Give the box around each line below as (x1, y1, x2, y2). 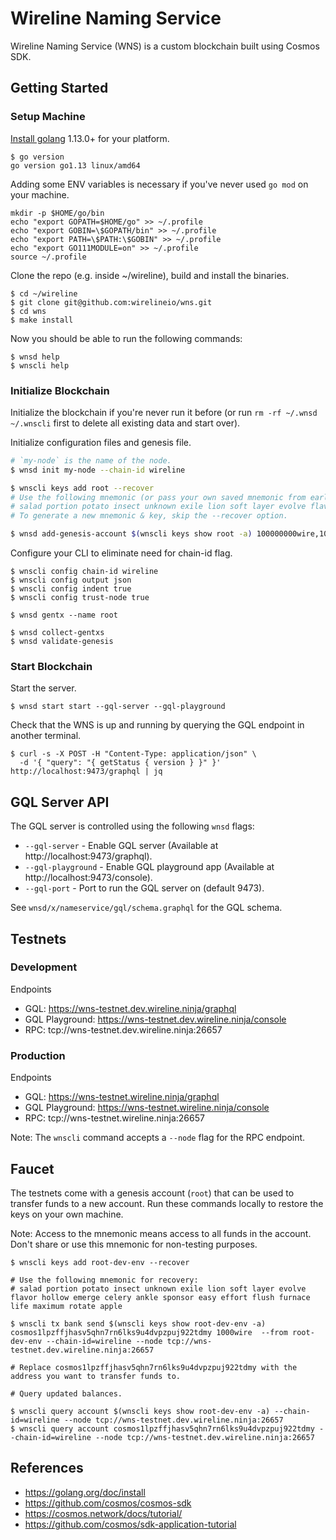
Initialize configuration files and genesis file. (10, 436, 192, 448)
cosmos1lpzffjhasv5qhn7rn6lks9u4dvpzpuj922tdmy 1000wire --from (10, 1327, 288, 1337)
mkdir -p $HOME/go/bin (10, 208, 105, 218)
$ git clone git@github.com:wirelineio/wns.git (10, 297, 213, 307)
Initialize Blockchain (10, 383, 110, 397)
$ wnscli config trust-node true (10, 593, 150, 603)
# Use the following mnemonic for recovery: (10, 1275, 199, 1285)
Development (10, 960, 78, 974)
